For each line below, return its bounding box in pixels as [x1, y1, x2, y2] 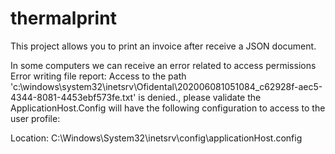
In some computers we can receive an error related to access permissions [10, 59, 317, 71]
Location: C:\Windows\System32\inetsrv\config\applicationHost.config [10, 132, 303, 144]
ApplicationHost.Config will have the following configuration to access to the [10, 102, 326, 114]
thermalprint [10, 7, 117, 30]
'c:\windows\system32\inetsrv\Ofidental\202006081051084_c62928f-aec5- [10, 80, 323, 92]
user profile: [10, 112, 61, 124]
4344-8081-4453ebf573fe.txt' [10, 91, 137, 103]
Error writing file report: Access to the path [10, 70, 187, 82]
